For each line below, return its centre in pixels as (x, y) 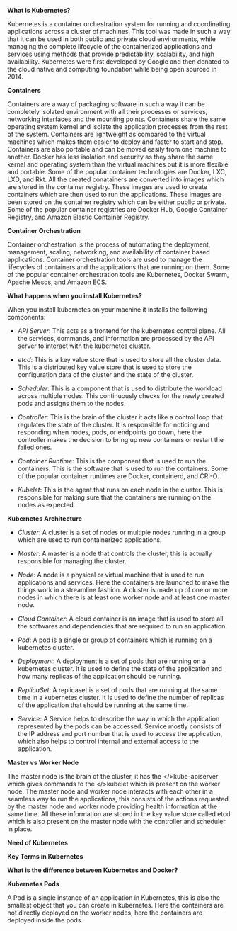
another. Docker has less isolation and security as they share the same (110, 157)
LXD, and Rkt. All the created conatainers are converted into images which (116, 179)
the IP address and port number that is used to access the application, (120, 734)
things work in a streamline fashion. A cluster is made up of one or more (122, 590)
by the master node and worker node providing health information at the (112, 806)
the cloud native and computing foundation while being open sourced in (112, 69)
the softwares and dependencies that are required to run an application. (122, 626)
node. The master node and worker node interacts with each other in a (110, 791)
